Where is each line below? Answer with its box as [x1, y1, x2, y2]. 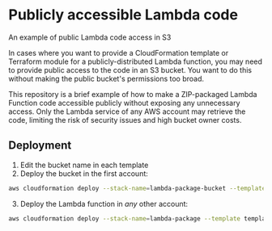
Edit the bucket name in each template [19, 160, 149, 170]
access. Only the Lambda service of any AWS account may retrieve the [8, 107, 246, 116]
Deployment [8, 139, 72, 153]
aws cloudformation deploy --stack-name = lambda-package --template [8, 214, 241, 223]
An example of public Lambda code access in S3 [8, 32, 172, 42]
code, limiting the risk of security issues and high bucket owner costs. [8, 115, 242, 124]
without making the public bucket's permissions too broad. [8, 73, 205, 83]
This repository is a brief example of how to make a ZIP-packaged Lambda [8, 89, 257, 99]
